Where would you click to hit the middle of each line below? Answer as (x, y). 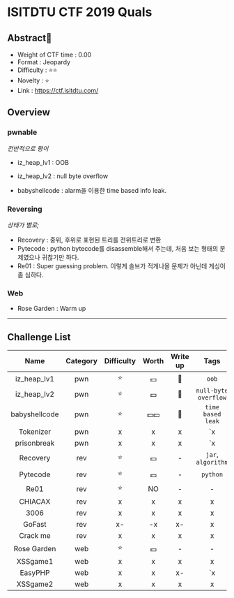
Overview (29, 112)
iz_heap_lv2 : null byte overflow (63, 176)
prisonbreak (35, 443)
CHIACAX (35, 502)
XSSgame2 (35, 584)
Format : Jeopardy (44, 62)
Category (81, 361)
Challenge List (39, 337)
